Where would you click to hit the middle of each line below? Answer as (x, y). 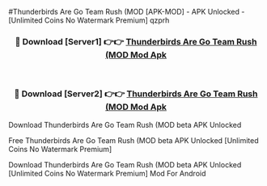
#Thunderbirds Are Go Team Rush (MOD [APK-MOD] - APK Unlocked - (127, 12)
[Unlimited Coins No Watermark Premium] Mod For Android (107, 173)
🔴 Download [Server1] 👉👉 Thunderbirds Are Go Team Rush (136, 41)
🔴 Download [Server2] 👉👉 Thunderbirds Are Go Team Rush (136, 94)
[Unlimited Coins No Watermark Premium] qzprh (89, 20)
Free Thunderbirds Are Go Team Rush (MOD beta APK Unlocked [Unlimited (133, 140)
